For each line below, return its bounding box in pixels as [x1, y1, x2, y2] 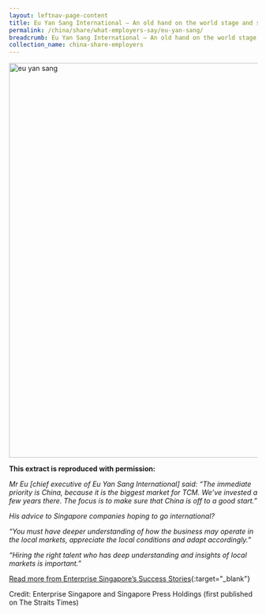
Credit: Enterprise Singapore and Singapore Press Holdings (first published [9, 590, 253, 599]
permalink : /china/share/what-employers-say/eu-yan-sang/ [9, 26, 204, 34]
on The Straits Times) [9, 597, 80, 608]
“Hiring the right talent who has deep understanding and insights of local [9, 550, 247, 560]
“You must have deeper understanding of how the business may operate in [9, 526, 254, 537]
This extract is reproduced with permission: [9, 464, 156, 474]
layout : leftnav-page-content [9, 11, 109, 20]
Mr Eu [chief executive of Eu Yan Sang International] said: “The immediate [9, 479, 252, 489]
